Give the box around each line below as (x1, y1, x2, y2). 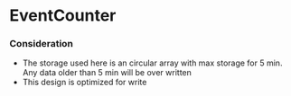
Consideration (9, 38, 74, 50)
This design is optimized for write (22, 77, 147, 88)
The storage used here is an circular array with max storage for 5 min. (22, 57, 283, 68)
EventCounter (9, 5, 117, 26)
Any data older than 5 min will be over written (22, 67, 192, 78)
